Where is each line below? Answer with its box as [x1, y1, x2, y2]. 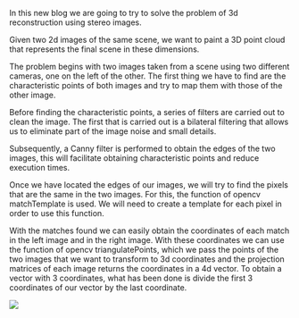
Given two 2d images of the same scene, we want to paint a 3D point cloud [9, 35, 286, 45]
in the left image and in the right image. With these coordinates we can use [9, 235, 285, 245]
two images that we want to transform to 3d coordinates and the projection [9, 254, 286, 264]
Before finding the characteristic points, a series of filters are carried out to [9, 107, 286, 117]
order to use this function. [9, 208, 104, 218]
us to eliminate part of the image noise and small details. [9, 126, 217, 137]
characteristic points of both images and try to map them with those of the [9, 80, 283, 90]
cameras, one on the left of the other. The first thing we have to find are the [9, 71, 287, 81]
